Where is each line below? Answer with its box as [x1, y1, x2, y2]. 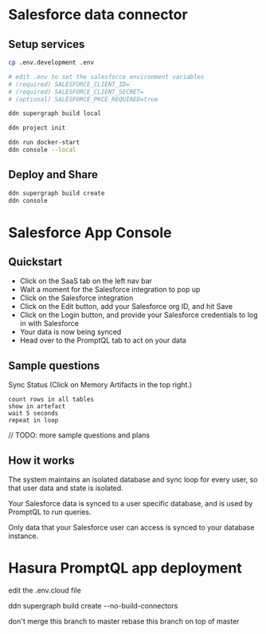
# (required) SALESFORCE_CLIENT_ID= [8, 80, 130, 89]
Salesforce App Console [8, 224, 173, 241]
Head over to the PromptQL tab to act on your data [19, 335, 187, 345]
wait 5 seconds [8, 410, 59, 418]
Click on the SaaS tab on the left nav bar [19, 276, 153, 286]
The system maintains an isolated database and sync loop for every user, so [8, 475, 258, 485]
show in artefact [8, 402, 66, 410]
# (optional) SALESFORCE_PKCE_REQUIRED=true [8, 95, 158, 103]
